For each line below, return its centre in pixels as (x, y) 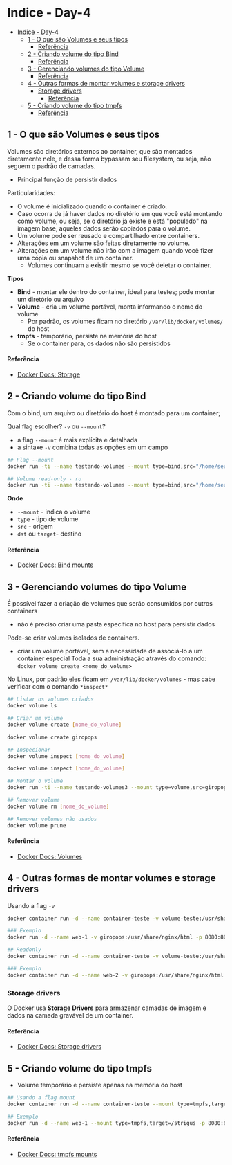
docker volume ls (32, 706)
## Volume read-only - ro (44, 479)
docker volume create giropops (52, 737)
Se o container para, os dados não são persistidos (99, 343)
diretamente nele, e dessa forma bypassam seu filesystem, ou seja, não (109, 159)
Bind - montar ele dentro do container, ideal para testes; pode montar (116, 291)
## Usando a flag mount (41, 1098)
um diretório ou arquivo (50, 299)
